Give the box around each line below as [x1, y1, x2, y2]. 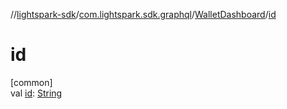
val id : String [10, 87, 63, 99]
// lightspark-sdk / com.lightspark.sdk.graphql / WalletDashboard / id [10, 9, 277, 20]
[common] [10, 76, 53, 88]
